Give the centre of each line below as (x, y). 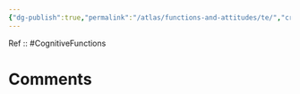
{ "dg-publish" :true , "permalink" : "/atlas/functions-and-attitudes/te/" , (145, 17)
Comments (50, 79)
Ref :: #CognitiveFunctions (57, 43)
